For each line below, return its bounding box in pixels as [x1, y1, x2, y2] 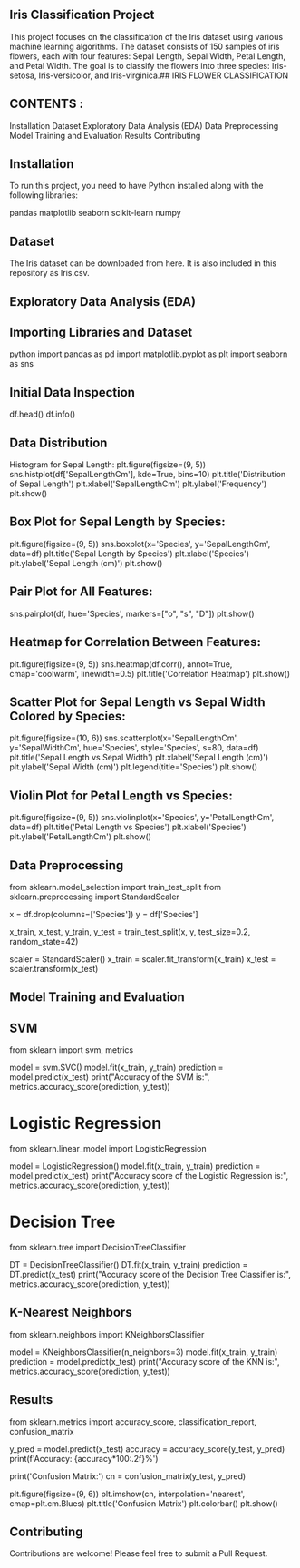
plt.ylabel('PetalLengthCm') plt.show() [9, 831, 152, 842]
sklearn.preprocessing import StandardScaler [9, 891, 179, 902]
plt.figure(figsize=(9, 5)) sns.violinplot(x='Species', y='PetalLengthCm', [9, 812, 275, 823]
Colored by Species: [9, 708, 127, 724]
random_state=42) [9, 936, 79, 946]
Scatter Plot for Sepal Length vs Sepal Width [9, 694, 266, 710]
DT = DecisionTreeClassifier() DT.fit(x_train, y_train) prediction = [9, 1259, 248, 1270]
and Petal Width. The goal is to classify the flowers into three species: [9, 60, 270, 71]
